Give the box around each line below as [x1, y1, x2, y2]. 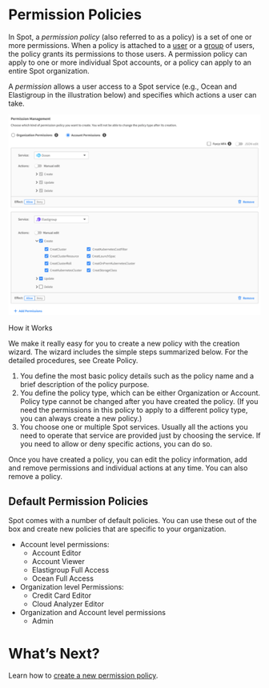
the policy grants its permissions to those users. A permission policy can [8, 49, 247, 58]
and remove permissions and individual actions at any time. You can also [8, 462, 248, 473]
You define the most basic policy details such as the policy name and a [19, 370, 255, 381]
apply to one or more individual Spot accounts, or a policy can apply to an [8, 58, 252, 67]
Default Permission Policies [8, 494, 149, 508]
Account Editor [31, 548, 82, 558]
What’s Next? [8, 644, 100, 662]
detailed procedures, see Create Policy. [8, 355, 139, 365]
